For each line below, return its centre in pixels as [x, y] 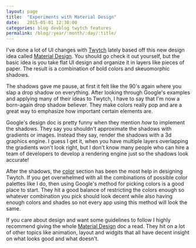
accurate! [18, 160]
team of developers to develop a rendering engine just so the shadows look [97, 154]
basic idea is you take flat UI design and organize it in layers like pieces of [95, 63]
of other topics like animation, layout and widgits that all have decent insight [98, 233]
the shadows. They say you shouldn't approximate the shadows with [89, 129]
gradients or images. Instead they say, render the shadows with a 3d [89, 135]
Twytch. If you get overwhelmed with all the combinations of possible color [97, 178]
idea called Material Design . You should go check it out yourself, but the [93, 56]
